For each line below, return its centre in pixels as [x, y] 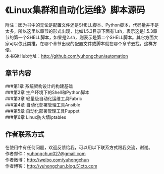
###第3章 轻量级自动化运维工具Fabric [44, 98]
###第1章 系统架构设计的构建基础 [39, 86]
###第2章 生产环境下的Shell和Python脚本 [47, 92]
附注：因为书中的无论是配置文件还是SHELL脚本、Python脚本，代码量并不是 [82, 25]
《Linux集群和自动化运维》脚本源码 [75, 10]
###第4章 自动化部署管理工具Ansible [43, 104]
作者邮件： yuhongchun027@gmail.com [45, 153]
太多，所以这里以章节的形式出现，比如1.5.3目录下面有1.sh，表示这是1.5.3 [79, 31]
